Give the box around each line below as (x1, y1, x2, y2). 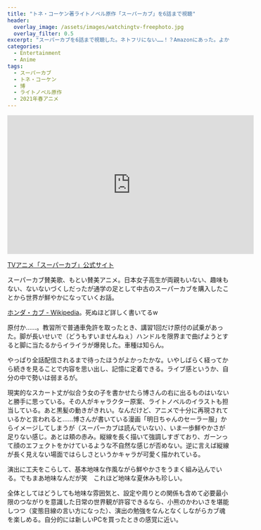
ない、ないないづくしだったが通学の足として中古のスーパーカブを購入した (7, 285, 223, 292)
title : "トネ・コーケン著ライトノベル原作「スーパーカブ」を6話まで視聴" (7, 10, 196, 18)
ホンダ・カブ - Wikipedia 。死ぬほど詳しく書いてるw (7, 308, 158, 316)
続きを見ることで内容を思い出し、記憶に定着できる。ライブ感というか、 (13, 364, 223, 373)
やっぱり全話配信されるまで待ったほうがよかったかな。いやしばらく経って (7, 356, 223, 364)
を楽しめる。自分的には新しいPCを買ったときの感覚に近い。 (7, 515, 183, 524)
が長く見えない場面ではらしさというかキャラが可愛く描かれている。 (7, 450, 205, 458)
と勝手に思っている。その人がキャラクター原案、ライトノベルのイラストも (7, 397, 223, 405)
